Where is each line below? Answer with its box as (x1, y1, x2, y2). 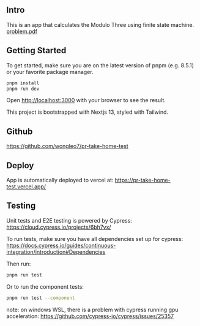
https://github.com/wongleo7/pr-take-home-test (6, 143, 128, 150)
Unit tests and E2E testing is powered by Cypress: (6, 217, 133, 224)
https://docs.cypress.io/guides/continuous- (6, 242, 116, 249)
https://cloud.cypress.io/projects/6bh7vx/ (6, 223, 111, 231)
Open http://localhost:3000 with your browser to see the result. (6, 97, 166, 104)
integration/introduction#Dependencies (6, 248, 106, 256)
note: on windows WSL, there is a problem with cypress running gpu (6, 306, 179, 313)
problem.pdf (6, 28, 38, 35)
